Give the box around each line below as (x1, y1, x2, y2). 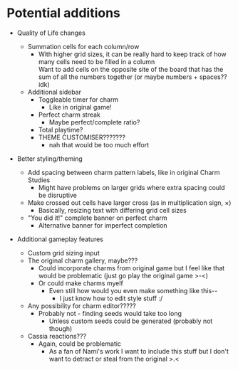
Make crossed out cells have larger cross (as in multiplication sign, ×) (27, 198, 232, 207)
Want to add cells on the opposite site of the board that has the (38, 65, 224, 73)
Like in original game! (48, 102, 112, 111)
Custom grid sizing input (27, 248, 100, 257)
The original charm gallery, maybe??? (27, 256, 138, 265)
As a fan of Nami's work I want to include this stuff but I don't (48, 347, 229, 355)
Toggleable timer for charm (38, 95, 119, 104)
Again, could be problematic (38, 339, 122, 348)
